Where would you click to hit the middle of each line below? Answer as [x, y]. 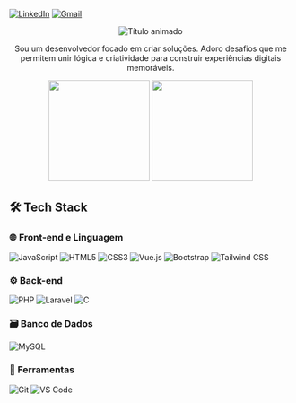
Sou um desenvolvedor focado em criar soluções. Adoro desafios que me [151, 48]
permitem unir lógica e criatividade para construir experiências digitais [151, 58]
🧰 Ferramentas [42, 370]
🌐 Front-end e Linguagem [66, 238]
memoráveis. [151, 68]
